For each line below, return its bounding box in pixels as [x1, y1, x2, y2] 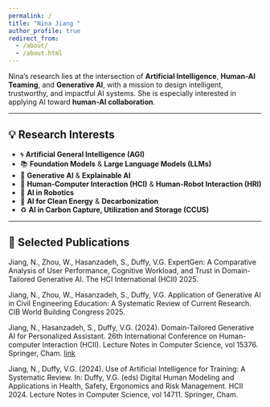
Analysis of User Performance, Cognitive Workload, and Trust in [8, 265, 221, 275]
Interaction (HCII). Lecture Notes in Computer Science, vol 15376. [42, 339, 259, 349]
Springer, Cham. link [8, 348, 76, 358]
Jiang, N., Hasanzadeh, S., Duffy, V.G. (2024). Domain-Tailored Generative [8, 322, 255, 332]
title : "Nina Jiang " [8, 19, 81, 27]
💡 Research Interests [8, 128, 115, 142]
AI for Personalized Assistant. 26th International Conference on [8, 331, 218, 341]
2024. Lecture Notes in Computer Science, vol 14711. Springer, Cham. [8, 389, 239, 399]
